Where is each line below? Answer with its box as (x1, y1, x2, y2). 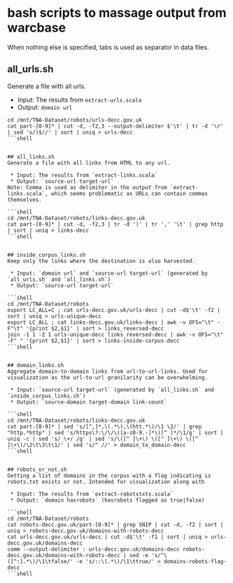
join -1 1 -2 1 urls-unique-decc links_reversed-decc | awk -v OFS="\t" (7, 331, 224, 338)
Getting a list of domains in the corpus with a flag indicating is (7, 472, 211, 479)
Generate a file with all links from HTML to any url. (7, 159, 171, 166)
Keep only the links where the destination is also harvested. (7, 257, 196, 264)
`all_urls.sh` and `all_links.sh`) (7, 275, 111, 283)
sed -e (129, 551, 149, 558)
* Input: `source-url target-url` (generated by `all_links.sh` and (10, 386, 215, 393)
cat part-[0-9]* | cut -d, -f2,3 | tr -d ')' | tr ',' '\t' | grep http (7, 221, 224, 228)
